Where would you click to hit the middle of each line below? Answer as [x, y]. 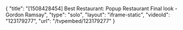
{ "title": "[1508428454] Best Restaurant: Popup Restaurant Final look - [91, 9]
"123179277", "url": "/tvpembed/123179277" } [60, 21]
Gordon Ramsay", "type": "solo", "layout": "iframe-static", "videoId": [88, 15]
